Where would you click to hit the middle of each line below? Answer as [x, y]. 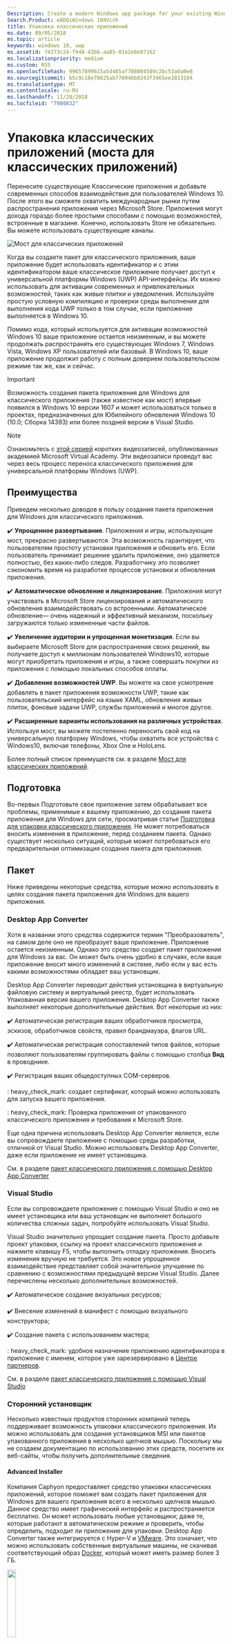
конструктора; [28, 1321]
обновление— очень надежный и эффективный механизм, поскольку [110, 615]
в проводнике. [28, 1061]
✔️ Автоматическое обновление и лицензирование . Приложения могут [115, 591]
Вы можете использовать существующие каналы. [81, 230]
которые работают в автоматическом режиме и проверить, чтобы [106, 1524]
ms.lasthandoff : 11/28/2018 [48, 97]
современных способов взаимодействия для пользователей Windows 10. [116, 193]
